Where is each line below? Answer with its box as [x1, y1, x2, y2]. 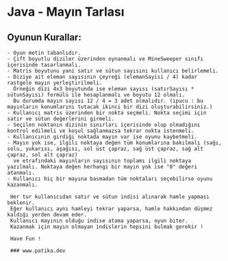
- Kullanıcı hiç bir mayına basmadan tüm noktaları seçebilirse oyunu [7, 175, 213, 182]
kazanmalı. [7, 182, 38, 188]
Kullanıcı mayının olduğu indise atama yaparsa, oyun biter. [10, 217, 188, 224]
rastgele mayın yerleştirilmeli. [7, 79, 103, 86]
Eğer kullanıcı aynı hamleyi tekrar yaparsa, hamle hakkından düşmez [10, 206, 213, 212]
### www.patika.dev [10, 247, 66, 254]
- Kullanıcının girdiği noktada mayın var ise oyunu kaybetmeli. [7, 134, 197, 140]
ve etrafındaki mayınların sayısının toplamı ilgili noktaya [13, 158, 192, 164]
